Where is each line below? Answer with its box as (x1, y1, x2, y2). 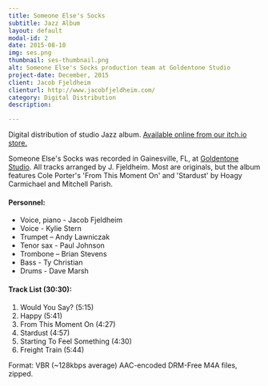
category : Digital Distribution (8, 94, 116, 101)
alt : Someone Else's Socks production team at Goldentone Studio (8, 64, 230, 72)
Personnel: (8, 197, 46, 207)
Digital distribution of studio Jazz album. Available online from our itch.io (8, 129, 247, 140)
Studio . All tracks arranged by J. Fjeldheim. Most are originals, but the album (8, 162, 261, 172)
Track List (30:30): (8, 285, 72, 294)
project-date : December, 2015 (8, 71, 110, 79)
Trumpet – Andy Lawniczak (19, 233, 110, 242)
